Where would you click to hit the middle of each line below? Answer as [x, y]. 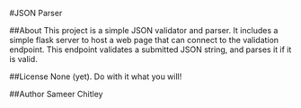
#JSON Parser [36, 13]
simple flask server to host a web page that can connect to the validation [144, 40]
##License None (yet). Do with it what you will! [96, 76]
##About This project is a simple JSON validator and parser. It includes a [144, 30]
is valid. [23, 59]
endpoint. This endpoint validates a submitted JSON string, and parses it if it [150, 49]
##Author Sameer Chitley [56, 94]
